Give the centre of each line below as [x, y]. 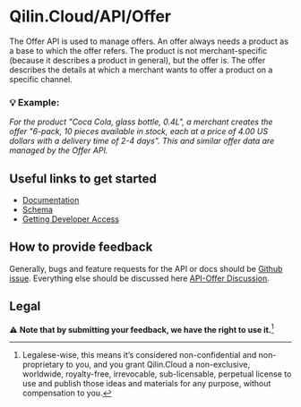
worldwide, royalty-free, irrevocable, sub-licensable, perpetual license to [157, 374]
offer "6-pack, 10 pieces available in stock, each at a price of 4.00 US [139, 131]
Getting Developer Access [70, 219]
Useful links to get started [83, 178]
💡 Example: [34, 102]
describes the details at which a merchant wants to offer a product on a [141, 70]
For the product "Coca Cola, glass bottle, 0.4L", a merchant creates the [141, 122]
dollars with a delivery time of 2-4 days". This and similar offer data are [142, 141]
